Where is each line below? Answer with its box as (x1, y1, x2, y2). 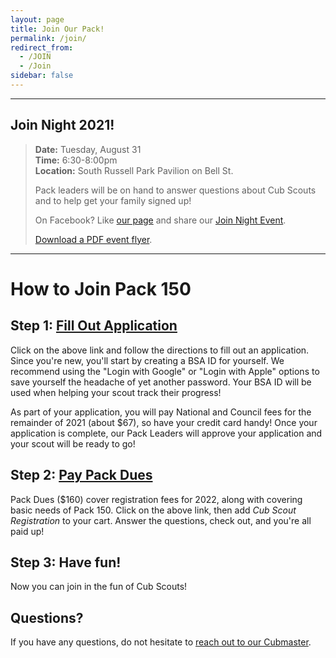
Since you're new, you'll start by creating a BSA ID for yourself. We (10, 354, 285, 366)
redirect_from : (10, 42, 74, 53)
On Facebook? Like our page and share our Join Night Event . (34, 214, 287, 226)
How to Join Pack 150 (10, 277, 192, 300)
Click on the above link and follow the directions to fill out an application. (10, 344, 310, 356)
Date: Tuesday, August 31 (34, 143, 142, 155)
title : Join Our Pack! (10, 24, 105, 34)
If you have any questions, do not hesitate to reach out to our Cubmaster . (10, 636, 312, 648)
